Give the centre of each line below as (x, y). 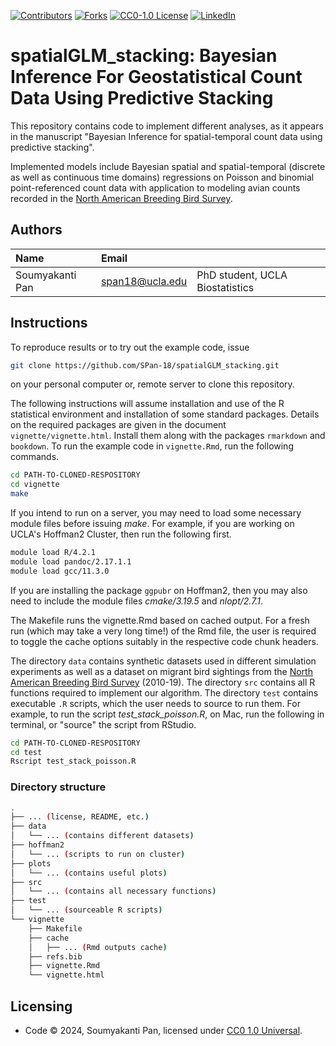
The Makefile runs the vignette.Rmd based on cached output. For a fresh (160, 620)
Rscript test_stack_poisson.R (73, 761)
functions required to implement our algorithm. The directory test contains (164, 692)
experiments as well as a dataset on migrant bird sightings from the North (161, 671)
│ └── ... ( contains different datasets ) (102, 836)
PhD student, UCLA (242, 275)
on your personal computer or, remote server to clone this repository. (152, 384)
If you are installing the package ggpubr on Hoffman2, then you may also (159, 590)
